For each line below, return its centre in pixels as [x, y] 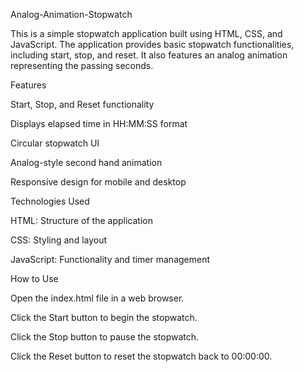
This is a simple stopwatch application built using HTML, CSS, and [146, 33]
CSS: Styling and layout [59, 240]
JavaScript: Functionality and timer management [110, 259]
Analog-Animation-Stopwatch [71, 14]
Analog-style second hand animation [86, 162]
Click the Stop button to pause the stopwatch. [105, 337]
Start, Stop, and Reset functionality [82, 104]
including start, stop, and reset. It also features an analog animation [149, 55]
